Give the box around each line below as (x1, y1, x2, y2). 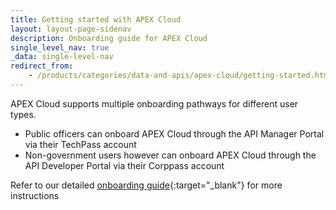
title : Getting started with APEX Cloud (10, 14, 182, 25)
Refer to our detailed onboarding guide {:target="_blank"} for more (10, 179, 283, 191)
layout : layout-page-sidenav (10, 24, 132, 34)
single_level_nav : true (10, 42, 110, 53)
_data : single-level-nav (10, 52, 114, 62)
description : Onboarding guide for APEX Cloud (10, 33, 208, 43)
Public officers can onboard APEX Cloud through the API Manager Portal (24, 127, 325, 140)
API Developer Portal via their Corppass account (24, 159, 225, 171)
